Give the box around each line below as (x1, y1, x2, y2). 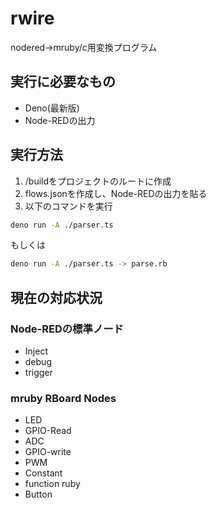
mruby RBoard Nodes (10, 391, 117, 405)
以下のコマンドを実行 (24, 200, 113, 212)
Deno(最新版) (24, 102, 80, 114)
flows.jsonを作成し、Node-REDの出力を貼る (24, 187, 208, 199)
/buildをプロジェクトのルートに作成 (24, 175, 172, 187)
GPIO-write (24, 446, 72, 458)
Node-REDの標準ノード (10, 322, 124, 336)
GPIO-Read (24, 425, 72, 437)
